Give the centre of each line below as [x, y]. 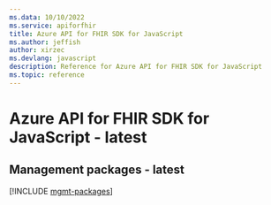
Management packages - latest [97, 170]
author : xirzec [37, 50]
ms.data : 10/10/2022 [47, 17]
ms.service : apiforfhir [53, 26]
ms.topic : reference [47, 75]
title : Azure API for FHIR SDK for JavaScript [96, 34]
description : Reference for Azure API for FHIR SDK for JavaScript [136, 67]
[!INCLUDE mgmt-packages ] [61, 191]
